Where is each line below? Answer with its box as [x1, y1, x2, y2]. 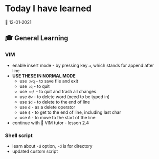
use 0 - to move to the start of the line [19, 114, 96, 120]
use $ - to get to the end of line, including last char [19, 109, 121, 115]
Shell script [5, 132, 33, 139]
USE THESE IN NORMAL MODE [12, 73, 76, 79]
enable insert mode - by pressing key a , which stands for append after [12, 62, 154, 68]
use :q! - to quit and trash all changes [19, 88, 96, 94]
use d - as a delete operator [19, 104, 76, 110]
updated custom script [12, 148, 58, 154]
